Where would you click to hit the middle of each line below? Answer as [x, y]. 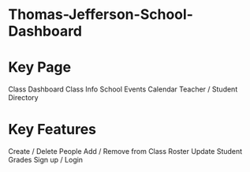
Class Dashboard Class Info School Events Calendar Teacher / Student [123, 89]
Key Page [40, 67]
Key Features [52, 130]
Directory [23, 98]
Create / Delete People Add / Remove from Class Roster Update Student [125, 151]
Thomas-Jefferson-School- [101, 15]
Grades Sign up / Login [46, 160]
